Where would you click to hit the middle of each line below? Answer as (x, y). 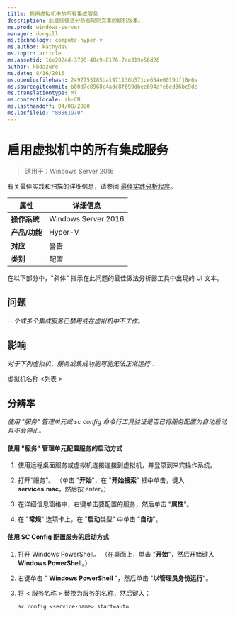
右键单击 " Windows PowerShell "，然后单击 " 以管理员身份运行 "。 (115, 578)
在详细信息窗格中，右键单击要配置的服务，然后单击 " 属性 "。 (105, 504)
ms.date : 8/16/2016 (36, 73)
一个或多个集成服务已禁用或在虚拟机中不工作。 (75, 321)
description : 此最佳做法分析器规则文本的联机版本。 (75, 21)
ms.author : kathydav (38, 47)
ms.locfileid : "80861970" (45, 113)
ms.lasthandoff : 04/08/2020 (49, 106)
